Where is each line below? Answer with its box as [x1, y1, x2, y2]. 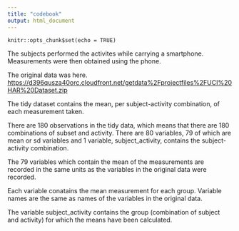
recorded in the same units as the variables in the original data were [7, 165, 207, 173]
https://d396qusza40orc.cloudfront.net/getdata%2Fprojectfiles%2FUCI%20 [7, 78, 233, 86]
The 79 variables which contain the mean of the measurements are [7, 158, 205, 166]
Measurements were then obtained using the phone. [7, 56, 162, 65]
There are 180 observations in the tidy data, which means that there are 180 [7, 120, 230, 129]
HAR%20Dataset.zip [7, 86, 68, 94]
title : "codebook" [7, 10, 62, 18]
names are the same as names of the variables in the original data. [7, 194, 203, 202]
